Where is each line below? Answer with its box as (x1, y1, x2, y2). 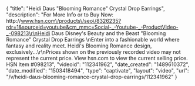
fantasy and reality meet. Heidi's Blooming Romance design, (6, 42, 152, 49)
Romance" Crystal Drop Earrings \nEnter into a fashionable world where (6, 36, 180, 43)
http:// (6, 18, 22, 24)
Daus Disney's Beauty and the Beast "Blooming (51, 30, 166, 37)
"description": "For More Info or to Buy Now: (6, 11, 113, 18)
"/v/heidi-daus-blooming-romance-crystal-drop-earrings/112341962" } (6, 73, 177, 80)
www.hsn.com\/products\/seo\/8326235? (21, 18, 122, 24)
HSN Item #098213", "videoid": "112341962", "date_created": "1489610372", (6, 61, 190, 68)
